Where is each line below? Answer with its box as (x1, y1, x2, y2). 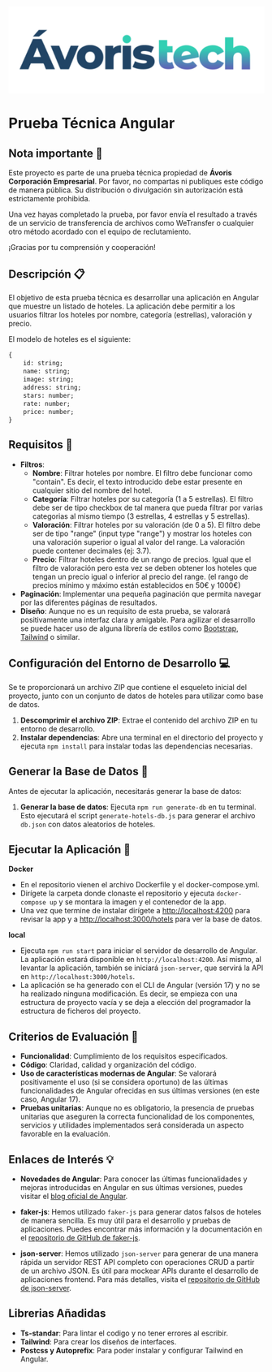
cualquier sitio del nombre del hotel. (32, 485, 153, 495)
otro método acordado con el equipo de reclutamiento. (8, 227, 192, 237)
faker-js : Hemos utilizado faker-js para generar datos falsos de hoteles (19, 1206, 262, 1216)
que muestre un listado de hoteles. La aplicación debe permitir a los (8, 301, 235, 311)
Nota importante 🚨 (8, 146, 103, 160)
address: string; (23, 384, 82, 392)
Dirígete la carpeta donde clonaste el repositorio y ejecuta (19, 888, 215, 899)
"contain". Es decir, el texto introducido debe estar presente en (32, 477, 243, 486)
